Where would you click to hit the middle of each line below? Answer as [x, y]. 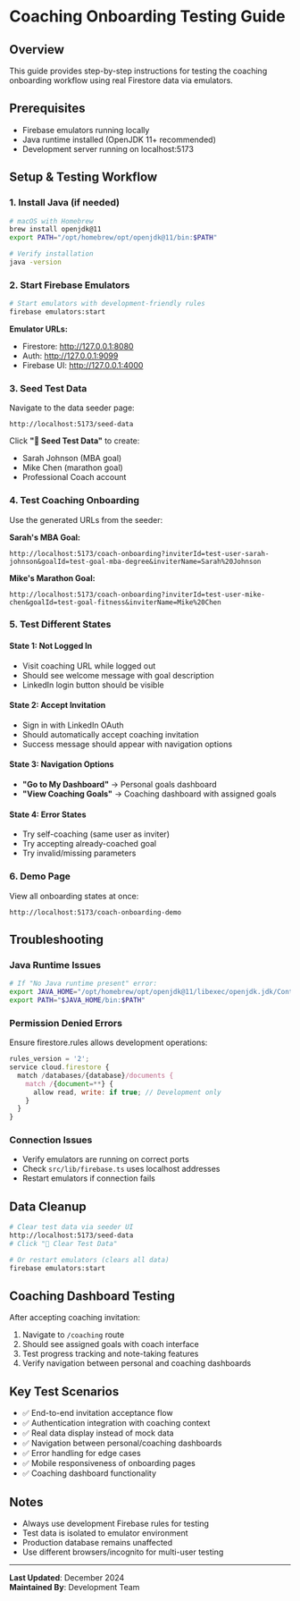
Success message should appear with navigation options [127, 744]
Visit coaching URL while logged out [89, 666]
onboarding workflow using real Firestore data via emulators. [121, 80]
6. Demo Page [40, 876]
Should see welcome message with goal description [118, 675]
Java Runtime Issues [55, 965]
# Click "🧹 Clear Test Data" [63, 1244]
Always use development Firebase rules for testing [116, 1524]
